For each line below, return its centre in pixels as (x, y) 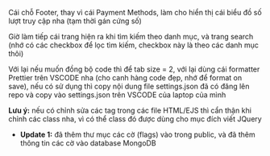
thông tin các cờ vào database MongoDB (88, 143)
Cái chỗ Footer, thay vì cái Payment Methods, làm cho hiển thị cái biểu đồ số (135, 12)
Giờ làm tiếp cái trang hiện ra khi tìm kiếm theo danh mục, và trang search (131, 37)
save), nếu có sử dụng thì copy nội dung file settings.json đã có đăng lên (129, 86)
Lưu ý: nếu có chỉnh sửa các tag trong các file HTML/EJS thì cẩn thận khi (130, 110)
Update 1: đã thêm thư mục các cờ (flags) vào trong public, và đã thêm (137, 134)
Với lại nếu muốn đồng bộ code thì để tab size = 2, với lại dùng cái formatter (134, 69)
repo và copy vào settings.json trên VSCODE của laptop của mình (117, 95)
